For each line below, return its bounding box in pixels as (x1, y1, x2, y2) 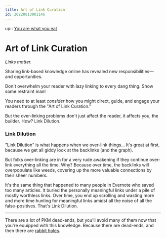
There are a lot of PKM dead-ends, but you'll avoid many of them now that (5, 217, 157, 223)
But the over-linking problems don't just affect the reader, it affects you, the (5, 113, 159, 119)
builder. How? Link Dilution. (5, 118, 61, 124)
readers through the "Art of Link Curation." (5, 103, 91, 109)
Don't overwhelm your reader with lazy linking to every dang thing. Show (5, 83, 154, 89)
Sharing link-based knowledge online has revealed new (5, 69, 118, 75)
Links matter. (5, 59, 32, 65)
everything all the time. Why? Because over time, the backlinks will (13, 161, 149, 168)
